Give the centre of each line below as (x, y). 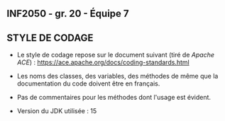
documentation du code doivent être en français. (88, 83)
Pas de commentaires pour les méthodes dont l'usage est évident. (114, 98)
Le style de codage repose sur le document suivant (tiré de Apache (115, 55)
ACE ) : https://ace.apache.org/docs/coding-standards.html (103, 62)
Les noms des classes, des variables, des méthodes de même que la (117, 76)
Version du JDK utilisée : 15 (57, 111)
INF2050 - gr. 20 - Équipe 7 (68, 14)
